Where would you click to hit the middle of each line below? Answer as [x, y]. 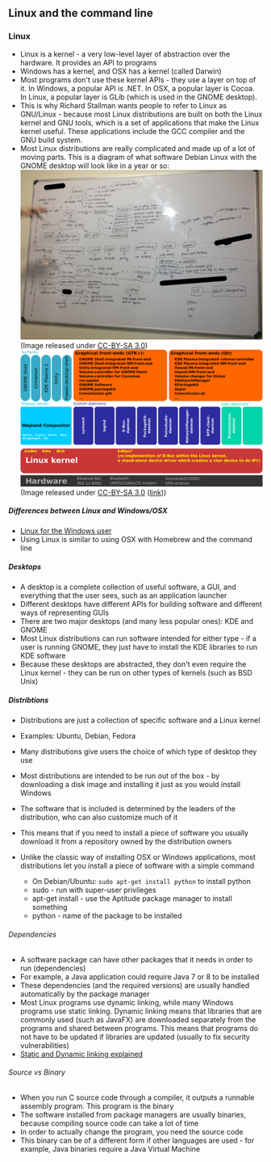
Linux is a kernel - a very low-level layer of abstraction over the [125, 54]
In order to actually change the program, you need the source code [131, 1131]
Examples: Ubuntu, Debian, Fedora [78, 736]
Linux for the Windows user [66, 531]
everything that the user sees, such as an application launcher [123, 596]
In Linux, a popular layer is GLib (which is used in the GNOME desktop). [139, 97]
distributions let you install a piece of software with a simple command [137, 866]
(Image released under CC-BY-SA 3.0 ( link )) [93, 492]
